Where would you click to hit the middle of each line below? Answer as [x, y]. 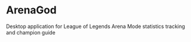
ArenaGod [31, 10]
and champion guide [31, 32]
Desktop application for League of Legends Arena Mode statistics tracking [95, 26]
